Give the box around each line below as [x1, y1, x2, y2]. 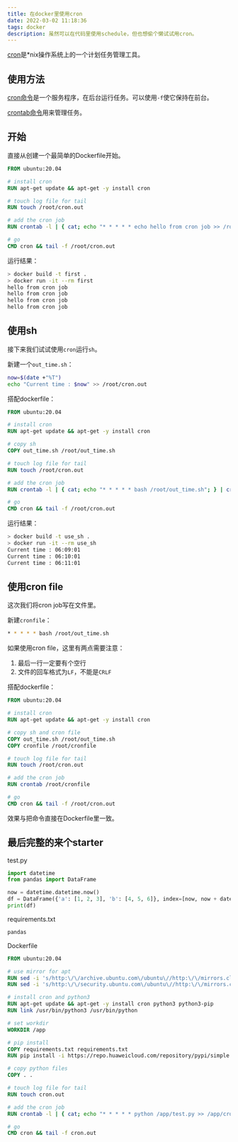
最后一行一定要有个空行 [17, 659, 86, 668]
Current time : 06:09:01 [7, 546, 81, 553]
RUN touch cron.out [7, 1091, 65, 1098]
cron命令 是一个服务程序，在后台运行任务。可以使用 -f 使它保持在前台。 [7, 93, 214, 102]
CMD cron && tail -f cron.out [7, 1130, 97, 1137]
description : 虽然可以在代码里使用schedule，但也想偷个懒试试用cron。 [7, 30, 198, 38]
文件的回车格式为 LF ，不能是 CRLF [17, 668, 112, 676]
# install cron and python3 [7, 994, 91, 1001]
